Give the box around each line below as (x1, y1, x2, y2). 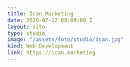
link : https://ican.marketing (7, 50, 96, 57)
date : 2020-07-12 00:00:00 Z (7, 17, 93, 24)
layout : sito (7, 23, 46, 30)
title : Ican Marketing (7, 10, 74, 17)
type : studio (7, 29, 46, 37)
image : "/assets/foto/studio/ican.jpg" (7, 36, 124, 43)
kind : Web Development (7, 43, 74, 50)
